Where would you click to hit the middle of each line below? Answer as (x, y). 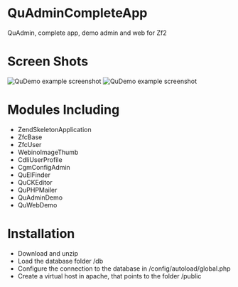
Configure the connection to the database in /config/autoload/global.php (124, 269)
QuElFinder (34, 175)
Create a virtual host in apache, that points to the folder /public (109, 276)
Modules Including (64, 110)
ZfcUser (29, 144)
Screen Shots (48, 61)
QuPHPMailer (37, 190)
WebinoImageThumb (48, 152)
